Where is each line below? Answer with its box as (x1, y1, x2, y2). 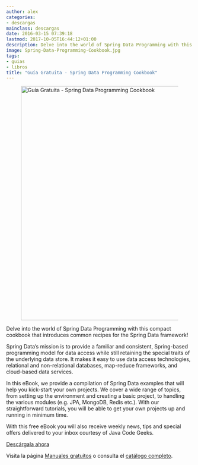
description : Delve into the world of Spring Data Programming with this (6, 42, 193, 48)
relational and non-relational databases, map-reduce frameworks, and (6, 362, 178, 369)
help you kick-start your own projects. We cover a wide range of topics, (6, 386, 181, 393)
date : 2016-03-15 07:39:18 (6, 31, 73, 37)
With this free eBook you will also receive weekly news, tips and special (6, 423, 181, 430)
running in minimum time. (6, 411, 68, 419)
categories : (6, 14, 36, 20)
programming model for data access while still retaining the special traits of (6, 349, 190, 357)
